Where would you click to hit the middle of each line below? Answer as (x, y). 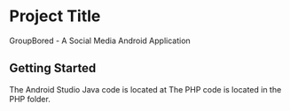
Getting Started (53, 68)
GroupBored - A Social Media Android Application (100, 41)
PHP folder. (30, 99)
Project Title (55, 16)
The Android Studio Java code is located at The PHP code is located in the (145, 89)
